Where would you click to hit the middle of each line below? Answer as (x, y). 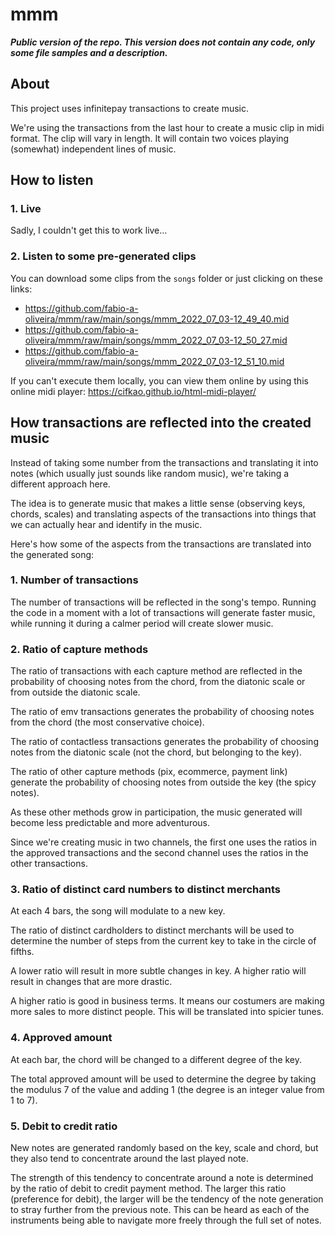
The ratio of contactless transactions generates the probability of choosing (164, 742)
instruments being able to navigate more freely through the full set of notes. (166, 1220)
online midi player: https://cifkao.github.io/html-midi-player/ (133, 391)
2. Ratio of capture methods (79, 649)
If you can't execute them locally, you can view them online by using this (159, 380)
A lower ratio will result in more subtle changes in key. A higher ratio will (158, 971)
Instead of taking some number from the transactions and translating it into (164, 462)
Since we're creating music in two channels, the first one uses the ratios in (164, 842)
